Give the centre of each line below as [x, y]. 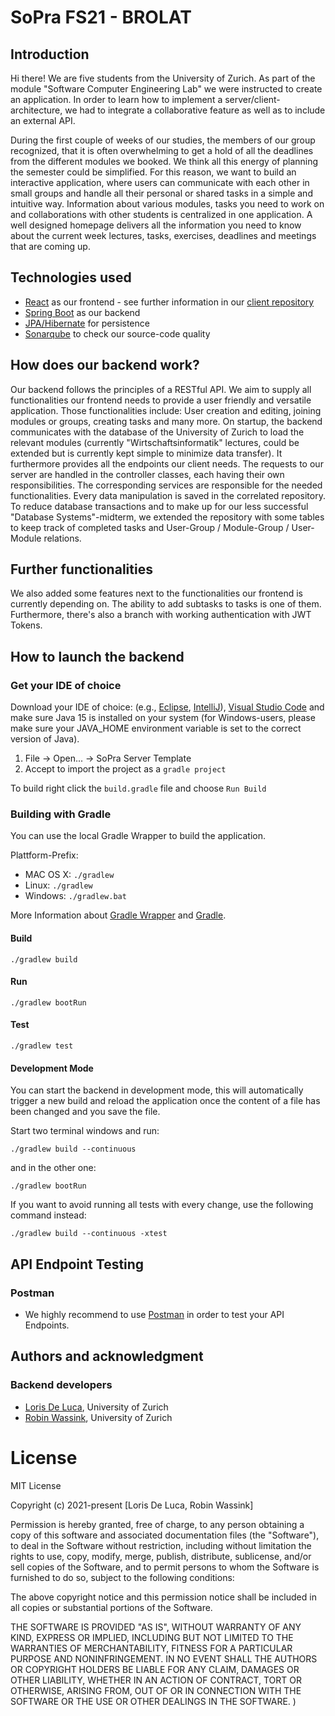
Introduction [50, 54]
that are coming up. [50, 246]
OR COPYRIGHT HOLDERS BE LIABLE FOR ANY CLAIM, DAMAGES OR [155, 1669]
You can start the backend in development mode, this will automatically [157, 1090]
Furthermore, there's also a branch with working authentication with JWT [161, 615]
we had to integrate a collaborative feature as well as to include [195, 110]
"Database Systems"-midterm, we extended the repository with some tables [167, 517]
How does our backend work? [105, 365]
